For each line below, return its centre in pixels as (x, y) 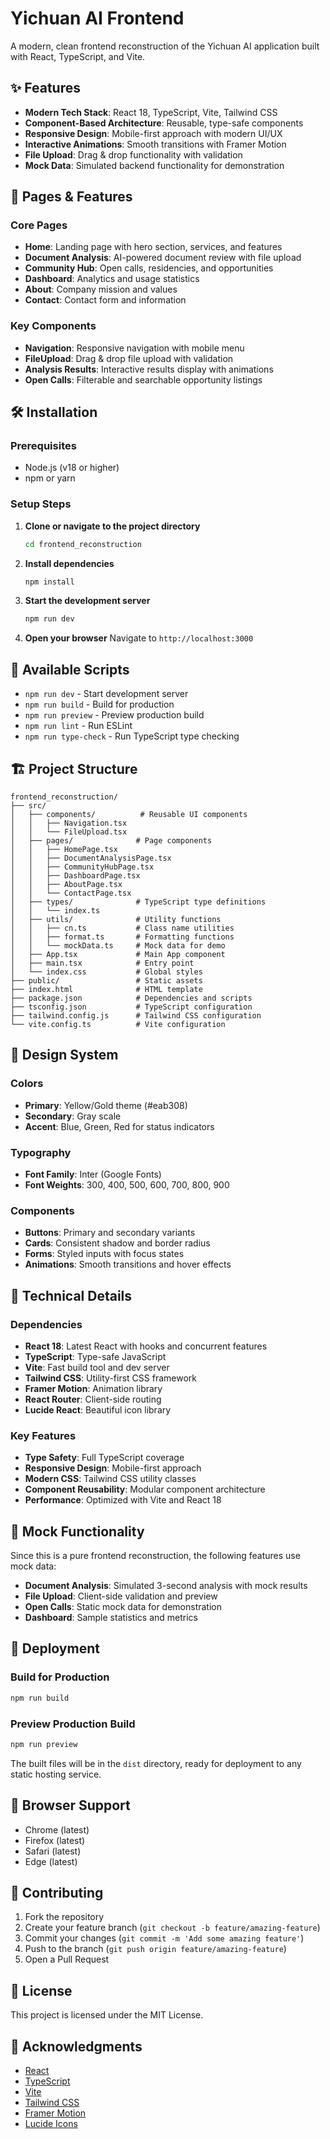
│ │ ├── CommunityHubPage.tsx (82, 867)
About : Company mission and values (101, 289)
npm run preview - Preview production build (114, 715)
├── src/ (28, 805)
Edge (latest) (51, 1861)
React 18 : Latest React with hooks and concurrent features (146, 1346)
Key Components (53, 326)
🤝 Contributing (57, 1892)
